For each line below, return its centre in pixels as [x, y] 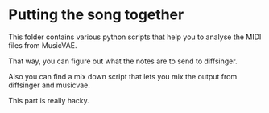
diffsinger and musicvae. [50, 85]
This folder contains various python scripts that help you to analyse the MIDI [135, 37]
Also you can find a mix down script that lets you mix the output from [123, 76]
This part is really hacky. [49, 100]
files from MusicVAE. [43, 45]
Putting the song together [96, 15]
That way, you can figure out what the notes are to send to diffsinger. [123, 61]
